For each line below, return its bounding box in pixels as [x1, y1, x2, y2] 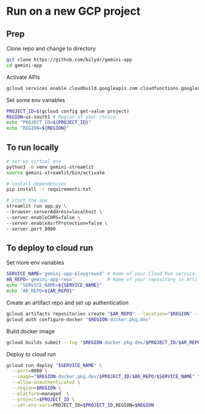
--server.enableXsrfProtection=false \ [6, 220, 108, 226]
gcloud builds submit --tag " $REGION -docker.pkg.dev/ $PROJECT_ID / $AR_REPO [6, 339, 201, 346]
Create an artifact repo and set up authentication [6, 298, 129, 306]
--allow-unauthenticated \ [12, 379, 81, 386]
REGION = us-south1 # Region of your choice [6, 114, 116, 120]
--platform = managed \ [12, 390, 70, 397]
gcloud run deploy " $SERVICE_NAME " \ [6, 362, 103, 368]
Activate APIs [6, 73, 40, 81]
